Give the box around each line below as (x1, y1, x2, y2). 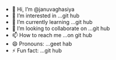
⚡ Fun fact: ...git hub (11, 47, 62, 54)
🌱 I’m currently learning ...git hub (11, 19, 93, 25)
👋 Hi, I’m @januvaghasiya (11, 6, 75, 13)
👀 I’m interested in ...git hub (11, 12, 80, 19)
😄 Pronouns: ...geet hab (11, 40, 72, 47)
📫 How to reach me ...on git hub (11, 32, 93, 38)
